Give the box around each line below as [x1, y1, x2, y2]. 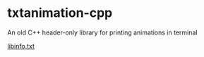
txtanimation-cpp [7, 5, 113, 21]
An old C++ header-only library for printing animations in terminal [7, 28, 198, 37]
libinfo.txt [7, 42, 35, 50]
